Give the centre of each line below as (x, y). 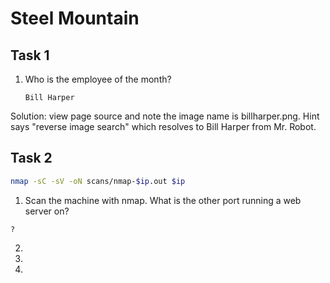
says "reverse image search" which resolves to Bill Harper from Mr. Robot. (163, 126)
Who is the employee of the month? (98, 79)
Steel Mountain (75, 18)
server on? (47, 211)
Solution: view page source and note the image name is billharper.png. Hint (165, 116)
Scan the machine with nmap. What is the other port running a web (163, 200)
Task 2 (31, 158)
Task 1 (30, 55)
